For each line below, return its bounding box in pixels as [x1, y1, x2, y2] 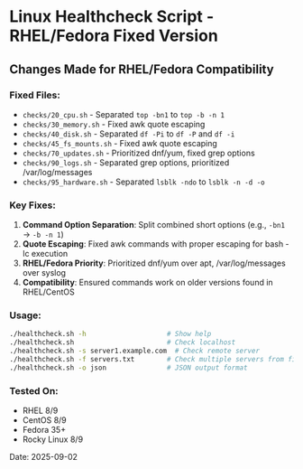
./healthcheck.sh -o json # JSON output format [9, 363, 248, 372]
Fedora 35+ [22, 425, 66, 436]
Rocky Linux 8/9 [22, 434, 84, 445]
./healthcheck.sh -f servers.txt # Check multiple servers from [9, 355, 284, 364]
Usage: [9, 309, 42, 322]
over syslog [22, 267, 66, 278]
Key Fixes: [9, 199, 56, 211]
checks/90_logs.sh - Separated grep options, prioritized [22, 156, 230, 168]
